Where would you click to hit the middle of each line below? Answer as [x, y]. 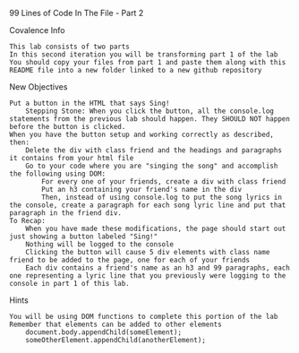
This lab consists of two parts [69, 47]
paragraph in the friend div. [66, 213]
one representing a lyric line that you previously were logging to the [148, 276]
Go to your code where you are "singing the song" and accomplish [152, 166]
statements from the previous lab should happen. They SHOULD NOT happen [150, 119]
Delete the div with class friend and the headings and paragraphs [154, 151]
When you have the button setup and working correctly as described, [142, 134]
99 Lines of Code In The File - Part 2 [77, 13]
